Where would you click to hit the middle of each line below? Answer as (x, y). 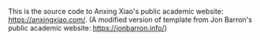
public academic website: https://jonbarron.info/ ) (87, 28)
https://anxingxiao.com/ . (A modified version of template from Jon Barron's (130, 20)
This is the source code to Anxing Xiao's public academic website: (116, 11)
